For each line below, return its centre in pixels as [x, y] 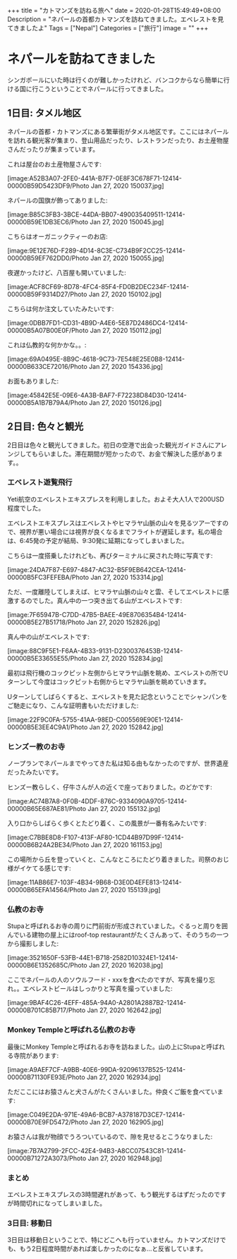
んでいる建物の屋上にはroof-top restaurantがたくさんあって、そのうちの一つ [118, 935]
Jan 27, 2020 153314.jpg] [127, 577]
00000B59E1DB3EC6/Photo [48, 221]
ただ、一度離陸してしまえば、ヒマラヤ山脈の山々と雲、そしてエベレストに [115, 592]
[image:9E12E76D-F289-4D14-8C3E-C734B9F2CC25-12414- [96, 250]
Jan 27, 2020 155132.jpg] [124, 809]
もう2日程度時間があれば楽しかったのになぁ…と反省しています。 [113, 1249]
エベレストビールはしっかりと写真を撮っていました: [98, 989]
